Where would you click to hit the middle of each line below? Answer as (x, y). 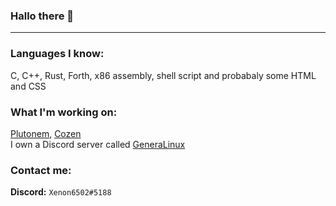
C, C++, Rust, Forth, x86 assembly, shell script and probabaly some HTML (163, 75)
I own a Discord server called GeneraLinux (98, 144)
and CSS (28, 86)
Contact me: (41, 170)
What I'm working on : (64, 112)
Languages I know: (57, 54)
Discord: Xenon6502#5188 (61, 192)
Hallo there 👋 (42, 16)
